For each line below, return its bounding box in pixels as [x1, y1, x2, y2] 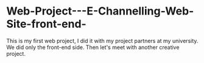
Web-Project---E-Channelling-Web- [6, 4, 194, 18]
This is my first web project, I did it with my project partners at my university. [6, 37, 199, 44]
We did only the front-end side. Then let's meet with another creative [6, 44, 180, 51]
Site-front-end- [6, 17, 86, 31]
